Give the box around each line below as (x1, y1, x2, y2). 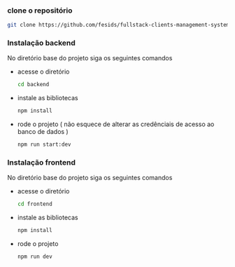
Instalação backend (7, 38, 76, 48)
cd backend (17, 81, 50, 88)
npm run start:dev (17, 141, 71, 149)
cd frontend (17, 200, 52, 208)
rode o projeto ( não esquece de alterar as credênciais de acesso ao (17, 120, 215, 128)
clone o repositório (7, 6, 73, 15)
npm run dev (17, 253, 52, 261)
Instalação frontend (7, 158, 76, 167)
